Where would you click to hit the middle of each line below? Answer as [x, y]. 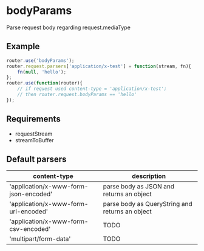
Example [23, 46]
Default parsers [36, 159]
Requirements [33, 119]
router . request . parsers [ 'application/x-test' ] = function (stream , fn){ [99, 66]
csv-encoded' [30, 229]
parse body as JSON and [139, 187]
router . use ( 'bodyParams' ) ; [40, 60]
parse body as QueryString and [148, 204]
